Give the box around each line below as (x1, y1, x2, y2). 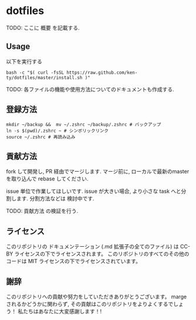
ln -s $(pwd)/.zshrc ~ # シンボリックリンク (6, 128, 109, 134)
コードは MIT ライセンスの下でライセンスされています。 (6, 258, 141, 265)
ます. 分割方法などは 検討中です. (16, 195, 94, 202)
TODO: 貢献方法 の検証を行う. (6, 207, 79, 215)
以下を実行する (6, 57, 42, 65)
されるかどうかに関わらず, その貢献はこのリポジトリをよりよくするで (6, 301, 174, 307)
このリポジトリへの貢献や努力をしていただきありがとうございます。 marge (6, 293, 187, 300)
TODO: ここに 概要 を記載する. (6, 24, 80, 31)
